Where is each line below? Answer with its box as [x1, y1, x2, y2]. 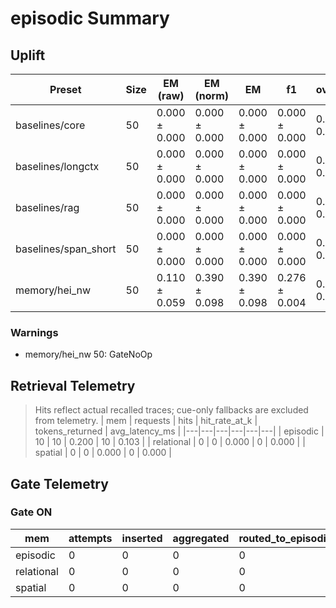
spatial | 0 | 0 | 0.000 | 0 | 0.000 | [34, 447, 173, 459]
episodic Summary [10, 7, 170, 30]
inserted [121, 531, 163, 545]
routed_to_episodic [238, 531, 333, 545]
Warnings [10, 325, 59, 339]
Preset [49, 83, 82, 96]
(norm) [194, 89, 230, 102]
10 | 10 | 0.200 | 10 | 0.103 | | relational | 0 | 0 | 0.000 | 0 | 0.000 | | [34, 436, 306, 448]
